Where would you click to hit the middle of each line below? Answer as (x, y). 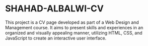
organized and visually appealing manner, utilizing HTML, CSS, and (74, 33)
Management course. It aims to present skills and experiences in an (74, 27)
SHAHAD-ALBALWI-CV (54, 9)
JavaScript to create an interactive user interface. (56, 38)
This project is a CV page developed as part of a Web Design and (72, 22)
